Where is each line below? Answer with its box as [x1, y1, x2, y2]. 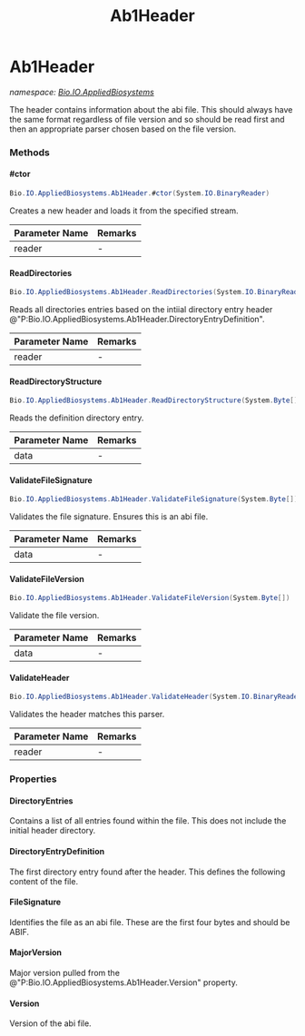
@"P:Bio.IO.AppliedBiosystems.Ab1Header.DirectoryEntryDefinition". [9, 314, 265, 325]
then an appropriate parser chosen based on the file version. [9, 123, 237, 134]
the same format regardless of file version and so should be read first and [9, 113, 285, 124]
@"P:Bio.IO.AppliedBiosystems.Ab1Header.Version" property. [9, 977, 238, 988]
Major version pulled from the [9, 968, 121, 979]
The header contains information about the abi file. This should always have [9, 104, 293, 114]
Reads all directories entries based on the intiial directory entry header [9, 304, 273, 315]
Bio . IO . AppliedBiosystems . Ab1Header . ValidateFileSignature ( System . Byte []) [9, 495, 299, 504]
